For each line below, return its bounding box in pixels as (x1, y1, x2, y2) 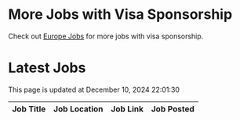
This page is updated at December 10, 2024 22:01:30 (8, 85, 180, 94)
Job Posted (151, 104, 195, 115)
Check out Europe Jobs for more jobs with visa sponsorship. (8, 31, 204, 41)
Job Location (53, 104, 104, 115)
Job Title (12, 104, 46, 115)
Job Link (111, 104, 144, 115)
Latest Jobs (8, 59, 86, 77)
